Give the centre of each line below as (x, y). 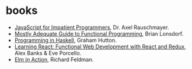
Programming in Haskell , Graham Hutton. (65, 40)
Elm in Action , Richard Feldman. (54, 59)
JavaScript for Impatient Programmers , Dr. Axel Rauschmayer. (92, 27)
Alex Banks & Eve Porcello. (48, 53)
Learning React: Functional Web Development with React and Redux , (100, 47)
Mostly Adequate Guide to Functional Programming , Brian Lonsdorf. (99, 33)
